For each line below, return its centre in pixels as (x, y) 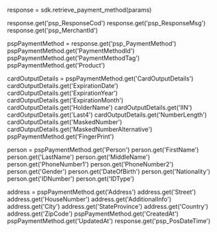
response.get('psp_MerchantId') (52, 30)
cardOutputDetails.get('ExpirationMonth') (65, 100)
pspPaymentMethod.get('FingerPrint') (61, 136)
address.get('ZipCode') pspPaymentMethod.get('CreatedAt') (93, 214)
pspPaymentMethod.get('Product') (56, 65)
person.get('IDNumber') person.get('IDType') (71, 179)
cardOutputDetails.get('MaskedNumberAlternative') (80, 129)
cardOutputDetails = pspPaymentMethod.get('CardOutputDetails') (100, 78)
